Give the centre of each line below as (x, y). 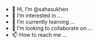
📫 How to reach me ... (39, 35)
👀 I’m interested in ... (37, 15)
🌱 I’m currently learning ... (43, 22)
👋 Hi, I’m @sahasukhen (40, 9)
